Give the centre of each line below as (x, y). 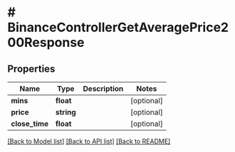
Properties (31, 69)
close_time (30, 124)
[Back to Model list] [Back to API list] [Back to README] (89, 141)
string (66, 112)
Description (103, 88)
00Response (46, 43)
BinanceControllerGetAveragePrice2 (118, 27)
